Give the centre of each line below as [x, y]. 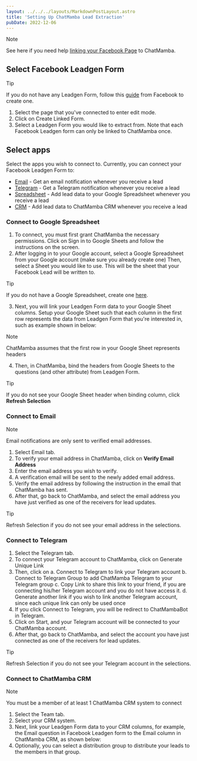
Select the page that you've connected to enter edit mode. [85, 113]
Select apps [28, 150]
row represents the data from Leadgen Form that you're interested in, [98, 319]
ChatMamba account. [41, 628]
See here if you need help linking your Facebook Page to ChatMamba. [91, 51]
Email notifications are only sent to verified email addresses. [79, 441]
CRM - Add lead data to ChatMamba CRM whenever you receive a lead [101, 206]
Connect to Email [31, 416]
